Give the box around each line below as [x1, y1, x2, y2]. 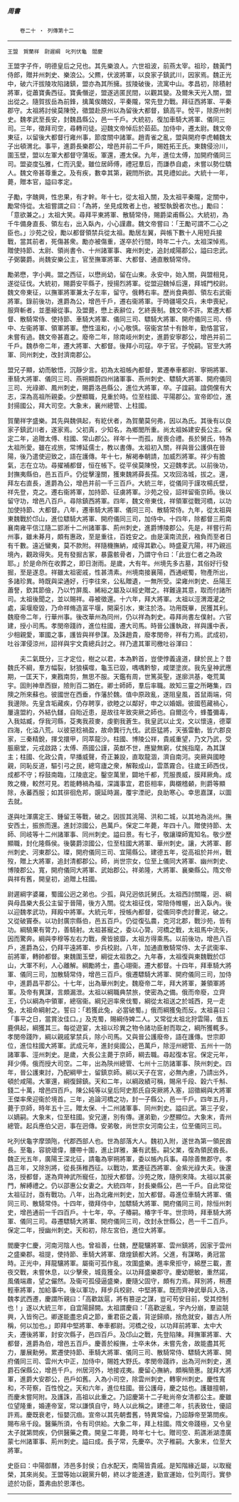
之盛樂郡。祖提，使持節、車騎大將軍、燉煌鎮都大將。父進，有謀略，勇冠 [7, 1250, 219, 1258]
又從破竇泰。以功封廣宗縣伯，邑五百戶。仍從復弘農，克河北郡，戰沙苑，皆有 [7, 916, 232, 925]
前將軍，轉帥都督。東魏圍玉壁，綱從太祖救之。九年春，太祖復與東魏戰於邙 [7, 952, 225, 961]
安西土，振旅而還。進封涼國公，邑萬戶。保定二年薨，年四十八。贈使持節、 [7, 821, 225, 829]
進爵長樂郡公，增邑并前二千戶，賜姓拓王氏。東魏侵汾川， [63, 141, 232, 150]
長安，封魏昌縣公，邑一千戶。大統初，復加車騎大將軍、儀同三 [44, 115, 225, 123]
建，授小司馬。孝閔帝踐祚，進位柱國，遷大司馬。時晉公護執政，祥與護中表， [7, 621, 232, 630]
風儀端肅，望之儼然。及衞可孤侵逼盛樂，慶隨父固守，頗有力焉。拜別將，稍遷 [7, 1277, 232, 1285]
